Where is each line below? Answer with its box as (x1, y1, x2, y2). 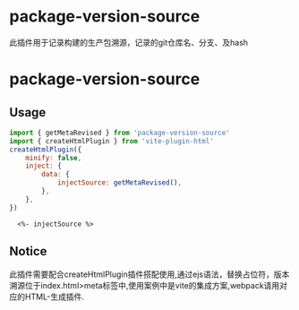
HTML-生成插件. (24, 291, 85, 302)
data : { (41, 170, 70, 179)
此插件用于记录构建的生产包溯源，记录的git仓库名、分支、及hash (9, 37, 249, 47)
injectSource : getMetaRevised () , (56, 178, 182, 187)
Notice (9, 244, 47, 259)
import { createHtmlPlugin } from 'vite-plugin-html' (9, 136, 215, 145)
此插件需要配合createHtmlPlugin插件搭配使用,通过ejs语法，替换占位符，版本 (9, 269, 290, 280)
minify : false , (25, 153, 82, 162)
